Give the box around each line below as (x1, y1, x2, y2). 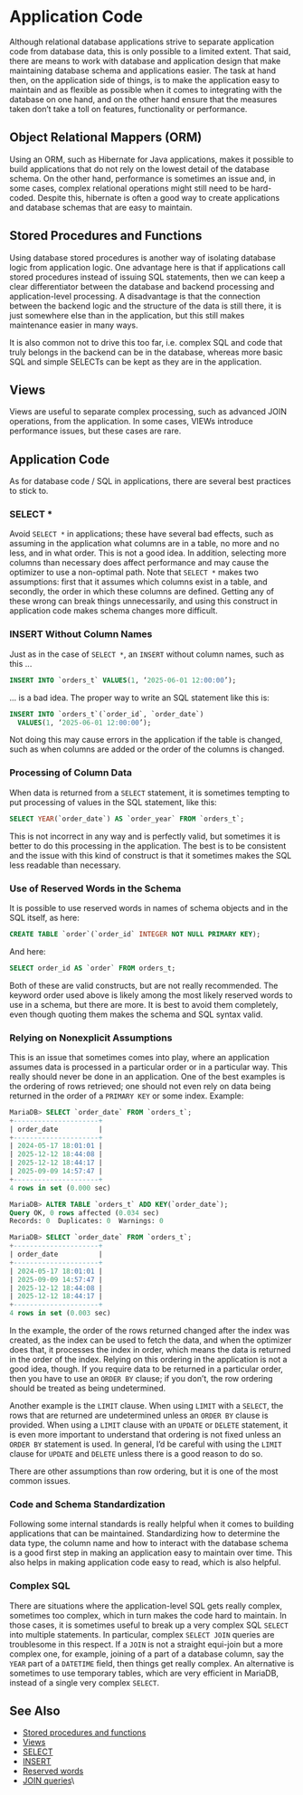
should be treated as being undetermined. (9, 1382, 166, 1394)
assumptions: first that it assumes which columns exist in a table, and (9, 576, 269, 587)
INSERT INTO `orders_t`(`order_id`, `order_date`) (9, 709, 204, 718)
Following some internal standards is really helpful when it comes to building (9, 1518, 294, 1530)
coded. (9, 192, 36, 203)
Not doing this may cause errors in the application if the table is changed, (9, 735, 283, 746)
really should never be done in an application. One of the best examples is (9, 1070, 286, 1082)
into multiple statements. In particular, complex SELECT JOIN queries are (9, 1629, 275, 1639)
